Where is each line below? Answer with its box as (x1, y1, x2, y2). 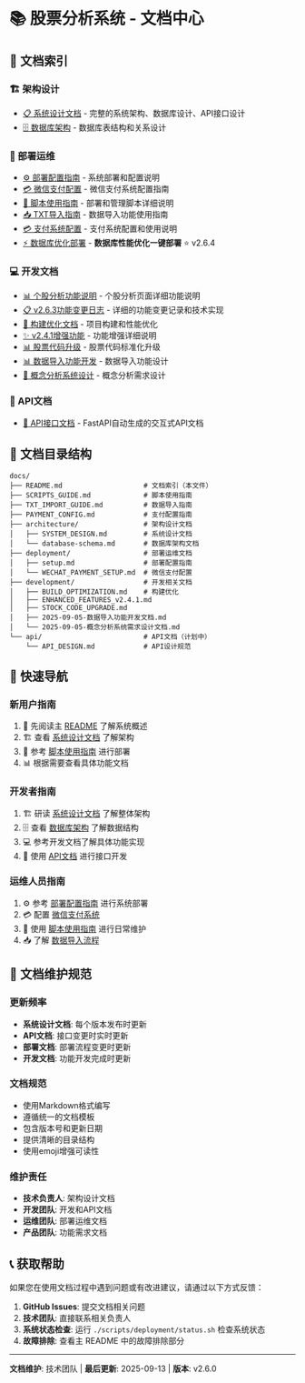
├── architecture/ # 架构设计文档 (9, 519, 192, 528)
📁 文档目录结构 (9, 446, 93, 462)
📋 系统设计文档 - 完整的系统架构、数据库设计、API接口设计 (22, 107, 246, 118)
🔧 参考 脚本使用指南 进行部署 (22, 747, 131, 757)
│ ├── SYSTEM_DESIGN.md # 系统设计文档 (9, 529, 192, 538)
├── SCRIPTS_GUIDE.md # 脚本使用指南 (9, 490, 192, 500)
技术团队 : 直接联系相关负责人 (22, 1312, 132, 1323)
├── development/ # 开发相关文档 (9, 577, 192, 586)
